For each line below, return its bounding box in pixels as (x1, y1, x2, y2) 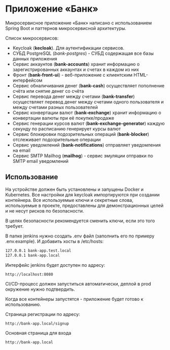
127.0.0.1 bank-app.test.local (5, 248, 72, 253)
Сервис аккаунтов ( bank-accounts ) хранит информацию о (12, 61, 140, 67)
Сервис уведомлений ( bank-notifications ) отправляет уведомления (12, 142, 161, 148)
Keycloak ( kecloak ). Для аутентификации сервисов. (12, 45, 125, 51)
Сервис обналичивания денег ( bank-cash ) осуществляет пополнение (12, 82, 165, 89)
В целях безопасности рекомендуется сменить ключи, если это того (5, 218, 155, 224)
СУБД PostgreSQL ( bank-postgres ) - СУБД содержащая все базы (12, 50, 154, 56)
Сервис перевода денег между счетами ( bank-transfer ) (12, 93, 135, 99)
